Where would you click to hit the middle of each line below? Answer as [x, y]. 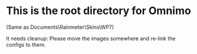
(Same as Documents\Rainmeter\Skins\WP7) [60, 27]
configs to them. [26, 45]
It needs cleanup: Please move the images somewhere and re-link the [91, 38]
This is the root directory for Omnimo [99, 11]
